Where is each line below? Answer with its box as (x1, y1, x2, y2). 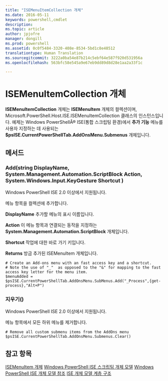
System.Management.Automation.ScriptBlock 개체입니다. (5, 228, 129, 234)
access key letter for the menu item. (5, 269, 88, 275)
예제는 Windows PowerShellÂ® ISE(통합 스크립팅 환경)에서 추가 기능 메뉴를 (12, 119, 163, 125)
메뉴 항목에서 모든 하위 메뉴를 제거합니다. (5, 319, 87, 326)
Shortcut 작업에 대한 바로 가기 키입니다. (5, 239, 86, 245)
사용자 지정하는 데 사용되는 (5, 125, 59, 131)
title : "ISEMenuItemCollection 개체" (5, 7, 83, 13)
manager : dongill (5, 36, 42, 42)
